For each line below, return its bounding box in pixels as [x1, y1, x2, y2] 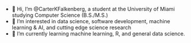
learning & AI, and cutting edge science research [11, 24, 132, 31]
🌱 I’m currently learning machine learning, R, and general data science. [11, 30, 186, 37]
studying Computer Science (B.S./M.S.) [11, 12, 109, 19]
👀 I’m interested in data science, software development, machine [11, 18, 170, 24]
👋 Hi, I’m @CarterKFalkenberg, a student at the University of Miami [11, 6, 175, 12]
